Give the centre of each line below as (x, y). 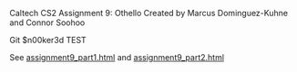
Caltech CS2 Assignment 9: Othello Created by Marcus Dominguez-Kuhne (149, 13)
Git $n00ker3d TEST (48, 40)
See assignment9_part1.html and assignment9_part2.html (117, 57)
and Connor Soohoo (47, 22)
